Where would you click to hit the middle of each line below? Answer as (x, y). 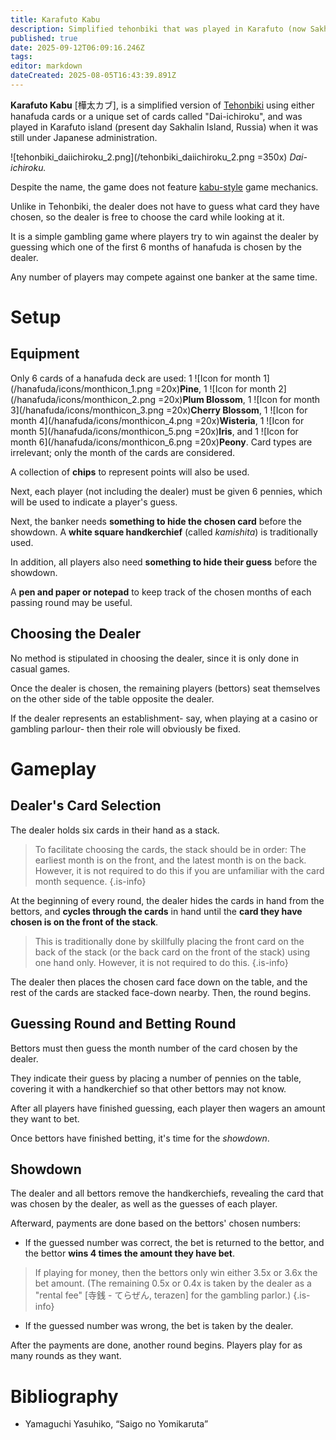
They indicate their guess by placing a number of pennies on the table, (156, 1078)
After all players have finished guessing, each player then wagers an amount (168, 1108)
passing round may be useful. (71, 602)
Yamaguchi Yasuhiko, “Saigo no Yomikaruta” (116, 1424)
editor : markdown (46, 66)
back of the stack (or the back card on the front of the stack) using (172, 952)
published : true (44, 38)
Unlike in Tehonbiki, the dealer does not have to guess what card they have (165, 206)
